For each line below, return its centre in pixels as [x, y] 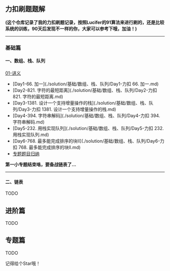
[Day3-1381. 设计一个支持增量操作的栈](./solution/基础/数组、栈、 [81, 103]
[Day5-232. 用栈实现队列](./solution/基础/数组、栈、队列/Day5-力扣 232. [88, 128]
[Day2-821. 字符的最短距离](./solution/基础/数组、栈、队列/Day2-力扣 [85, 90]
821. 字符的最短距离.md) [38, 96]
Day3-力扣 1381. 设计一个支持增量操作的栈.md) [67, 109]
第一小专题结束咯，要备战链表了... [41, 164]
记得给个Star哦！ [23, 263]
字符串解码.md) [28, 122]
